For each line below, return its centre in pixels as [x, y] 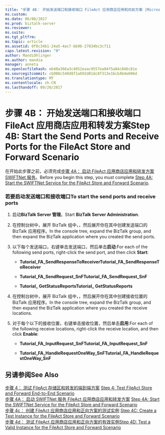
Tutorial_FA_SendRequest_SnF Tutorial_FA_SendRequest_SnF [83, 276]
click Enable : [25, 334]
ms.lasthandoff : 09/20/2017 [34, 87]
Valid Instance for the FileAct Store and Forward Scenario [63, 427]
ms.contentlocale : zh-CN [30, 83]
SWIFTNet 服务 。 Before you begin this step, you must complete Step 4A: [79, 177]
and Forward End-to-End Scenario [40, 393]
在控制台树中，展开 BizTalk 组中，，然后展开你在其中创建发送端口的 [80, 225]
